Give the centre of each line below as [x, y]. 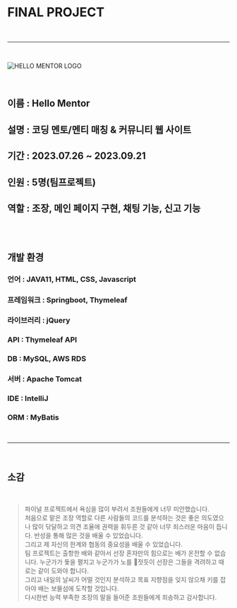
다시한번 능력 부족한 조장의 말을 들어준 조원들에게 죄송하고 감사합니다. [121, 597]
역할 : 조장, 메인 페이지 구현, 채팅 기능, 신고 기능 [104, 208]
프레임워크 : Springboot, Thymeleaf [68, 299]
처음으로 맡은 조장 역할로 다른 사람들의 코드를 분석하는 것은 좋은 [112, 518]
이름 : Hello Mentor [49, 103]
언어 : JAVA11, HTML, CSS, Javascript [72, 279]
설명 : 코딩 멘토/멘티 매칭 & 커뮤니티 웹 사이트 [99, 130]
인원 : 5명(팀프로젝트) [52, 182]
